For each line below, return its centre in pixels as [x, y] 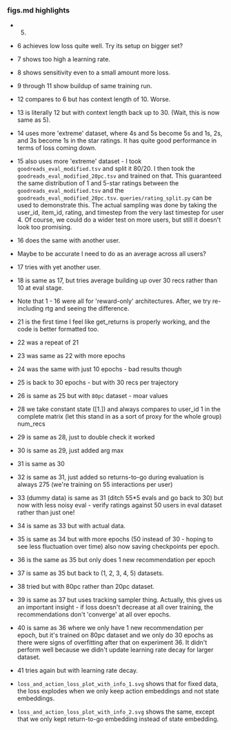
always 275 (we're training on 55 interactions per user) [95, 485]
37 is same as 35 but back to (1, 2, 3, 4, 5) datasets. [90, 573]
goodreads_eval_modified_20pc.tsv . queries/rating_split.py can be [114, 198]
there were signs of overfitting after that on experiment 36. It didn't [112, 643]
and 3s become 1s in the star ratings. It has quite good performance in [117, 140]
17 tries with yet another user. [59, 267]
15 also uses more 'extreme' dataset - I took [79, 161]
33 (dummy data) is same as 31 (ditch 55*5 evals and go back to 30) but [120, 498]
